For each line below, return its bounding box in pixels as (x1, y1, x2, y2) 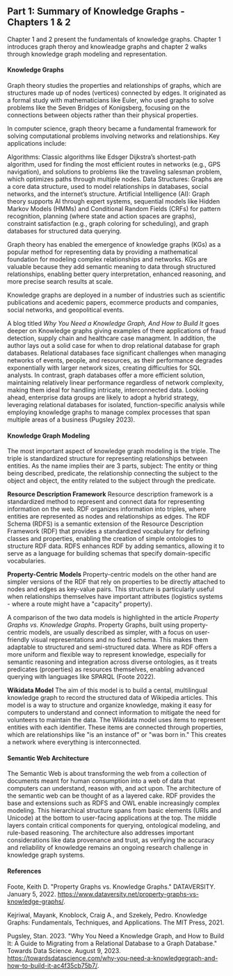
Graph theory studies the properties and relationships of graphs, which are (7, 82, 221, 90)
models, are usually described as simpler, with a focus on (29, 628, 193, 636)
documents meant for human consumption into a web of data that (7, 777, 195, 785)
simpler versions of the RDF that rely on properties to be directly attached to (7, 578, 226, 586)
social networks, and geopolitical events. (7, 306, 124, 314)
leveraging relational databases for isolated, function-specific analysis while (7, 401, 225, 409)
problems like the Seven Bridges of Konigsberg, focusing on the (7, 104, 190, 112)
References (7, 867, 42, 876)
